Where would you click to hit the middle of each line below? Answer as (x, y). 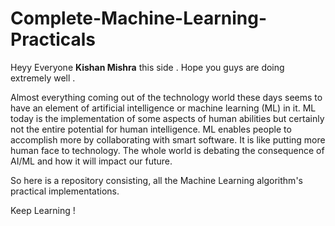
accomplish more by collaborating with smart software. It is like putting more (168, 139)
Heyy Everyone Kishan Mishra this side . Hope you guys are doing (147, 67)
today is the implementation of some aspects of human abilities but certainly (167, 118)
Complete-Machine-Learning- (139, 18)
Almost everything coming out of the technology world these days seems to (166, 97)
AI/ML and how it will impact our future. (91, 161)
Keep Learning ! (43, 210)
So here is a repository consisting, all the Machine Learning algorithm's (156, 180)
